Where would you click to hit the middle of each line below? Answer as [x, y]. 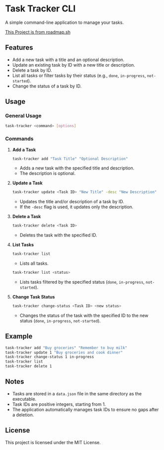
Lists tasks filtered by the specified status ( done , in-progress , [82, 282]
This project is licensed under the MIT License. [53, 442]
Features [19, 48]
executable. [24, 399]
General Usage [23, 116]
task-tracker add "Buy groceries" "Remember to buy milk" [66, 348]
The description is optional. [48, 173]
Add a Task [24, 150]
